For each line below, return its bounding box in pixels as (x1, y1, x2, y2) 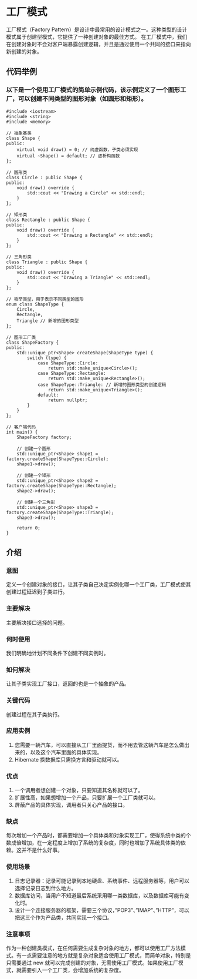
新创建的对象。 (6, 48, 42, 55)
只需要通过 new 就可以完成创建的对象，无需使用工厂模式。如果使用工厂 (6, 959, 179, 966)
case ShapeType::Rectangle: (37, 370, 107, 376)
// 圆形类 (6, 169, 28, 175)
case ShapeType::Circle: (37, 360, 98, 366)
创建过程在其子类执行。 (6, 710, 63, 718)
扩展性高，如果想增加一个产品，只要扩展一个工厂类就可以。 (14, 794, 159, 801)
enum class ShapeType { (6, 301, 64, 307)
